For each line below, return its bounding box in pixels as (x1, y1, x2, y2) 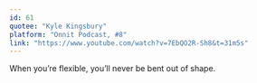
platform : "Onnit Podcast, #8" (9, 30, 128, 39)
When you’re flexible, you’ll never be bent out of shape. (9, 63, 216, 74)
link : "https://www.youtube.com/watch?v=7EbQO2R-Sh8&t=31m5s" (9, 38, 249, 48)
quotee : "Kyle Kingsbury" (9, 22, 107, 31)
